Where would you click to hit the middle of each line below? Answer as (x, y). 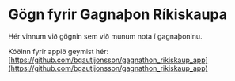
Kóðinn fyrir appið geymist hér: (59, 51)
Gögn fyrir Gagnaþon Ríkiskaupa (118, 15)
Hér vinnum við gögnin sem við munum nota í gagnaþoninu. (106, 36)
